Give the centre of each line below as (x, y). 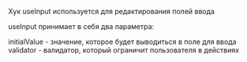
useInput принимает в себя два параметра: (81, 26)
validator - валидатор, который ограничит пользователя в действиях (123, 50)
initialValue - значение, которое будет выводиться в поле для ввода (122, 42)
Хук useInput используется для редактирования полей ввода (112, 11)
